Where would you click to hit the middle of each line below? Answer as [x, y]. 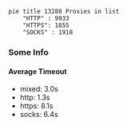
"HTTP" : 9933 [46, 18]
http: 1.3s [35, 98]
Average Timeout [38, 71]
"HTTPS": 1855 [46, 25]
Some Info [29, 52]
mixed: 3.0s [39, 89]
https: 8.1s [36, 106]
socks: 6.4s [39, 115]
